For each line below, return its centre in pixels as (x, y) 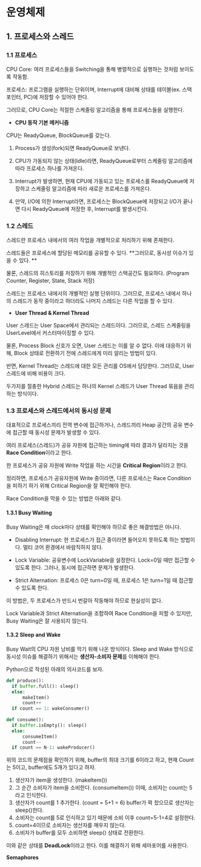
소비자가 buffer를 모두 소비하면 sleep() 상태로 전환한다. (80, 833)
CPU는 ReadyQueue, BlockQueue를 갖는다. (59, 135)
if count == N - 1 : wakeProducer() (53, 748)
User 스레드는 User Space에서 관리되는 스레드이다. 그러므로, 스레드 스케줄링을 (98, 326)
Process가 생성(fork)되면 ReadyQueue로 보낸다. (73, 148)
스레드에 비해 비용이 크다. (36, 374)
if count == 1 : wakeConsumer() (51, 709)
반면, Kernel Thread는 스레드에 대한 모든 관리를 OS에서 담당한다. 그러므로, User (100, 366)
